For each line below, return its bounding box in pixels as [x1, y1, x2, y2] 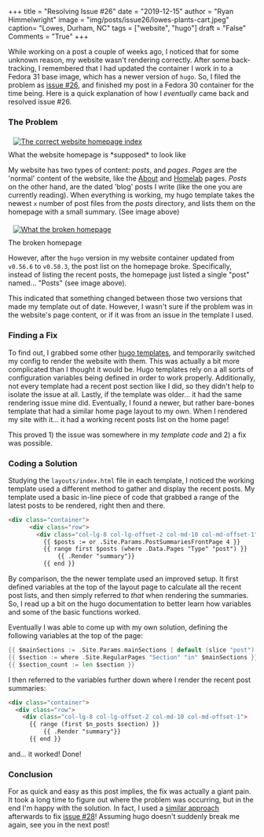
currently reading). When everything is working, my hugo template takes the [8, 190, 255, 200]
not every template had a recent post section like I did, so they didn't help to [8, 381, 255, 391]
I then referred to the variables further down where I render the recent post [8, 675, 251, 685]
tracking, [8, 64, 37, 73]
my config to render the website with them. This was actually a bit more [8, 356, 240, 365]
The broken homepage [8, 238, 82, 248]
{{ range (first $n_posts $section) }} [28, 721, 159, 729]
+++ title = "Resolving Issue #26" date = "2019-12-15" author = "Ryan [8, 7, 234, 16]
